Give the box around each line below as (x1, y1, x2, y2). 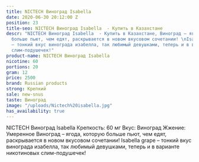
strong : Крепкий (6, 86, 46, 92)
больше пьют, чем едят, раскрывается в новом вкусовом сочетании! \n (11, 36, 187, 42)
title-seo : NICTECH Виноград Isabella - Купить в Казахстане (6, 25, 163, 31)
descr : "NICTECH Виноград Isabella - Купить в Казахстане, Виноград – (6, 31, 187, 37)
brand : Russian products (6, 81, 68, 87)
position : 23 (6, 20, 38, 26)
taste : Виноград (6, 97, 46, 103)
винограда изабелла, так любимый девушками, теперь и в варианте (6, 143, 179, 150)
